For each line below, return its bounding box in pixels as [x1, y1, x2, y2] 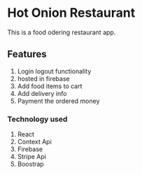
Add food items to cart [17, 82, 83, 90]
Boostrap [17, 160, 44, 169]
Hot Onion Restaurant [7, 5, 136, 21]
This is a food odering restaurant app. [7, 28, 116, 36]
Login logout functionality [17, 66, 92, 75]
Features [7, 48, 47, 60]
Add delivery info [17, 89, 67, 97]
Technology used [7, 114, 68, 124]
